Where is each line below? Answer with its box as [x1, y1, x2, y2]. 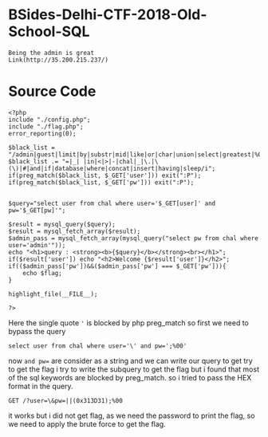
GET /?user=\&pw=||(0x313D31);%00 [8, 396, 124, 404]
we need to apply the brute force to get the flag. [8, 419, 166, 428]
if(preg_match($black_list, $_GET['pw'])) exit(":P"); [8, 178, 195, 187]
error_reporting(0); [8, 129, 77, 137]
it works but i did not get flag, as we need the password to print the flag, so [8, 411, 255, 420]
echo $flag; [22, 269, 62, 277]
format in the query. [8, 381, 73, 391]
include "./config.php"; [8, 116, 91, 124]
